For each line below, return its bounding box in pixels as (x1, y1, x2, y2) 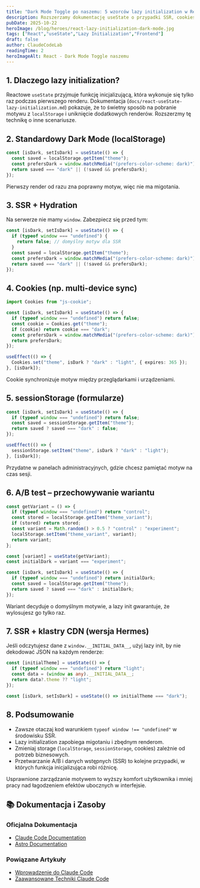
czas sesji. (6, 470, 32, 477)
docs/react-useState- (129, 99, 183, 105)
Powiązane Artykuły (6, 856, 67, 864)
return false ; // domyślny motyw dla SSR (17, 239, 121, 245)
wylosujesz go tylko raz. (6, 609, 66, 616)
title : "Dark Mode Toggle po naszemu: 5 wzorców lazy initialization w (6, 8, 187, 15)
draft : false (6, 36, 39, 42)
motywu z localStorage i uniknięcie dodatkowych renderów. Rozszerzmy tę (6, 110, 192, 117)
